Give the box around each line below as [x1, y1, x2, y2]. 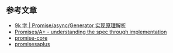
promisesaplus [14, 40, 50, 47]
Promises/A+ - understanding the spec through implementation [14, 28, 167, 35]
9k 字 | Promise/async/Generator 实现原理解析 [14, 22, 126, 29]
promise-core [14, 34, 48, 41]
